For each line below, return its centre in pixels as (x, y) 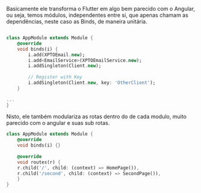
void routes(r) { (39, 162)
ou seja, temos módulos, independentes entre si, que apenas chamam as (97, 15)
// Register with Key (55, 77)
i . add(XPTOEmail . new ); (57, 55)
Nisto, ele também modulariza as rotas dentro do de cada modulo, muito (96, 116)
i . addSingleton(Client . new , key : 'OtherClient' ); (92, 83)
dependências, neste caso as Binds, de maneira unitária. (77, 21)
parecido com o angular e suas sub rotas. (58, 123)
